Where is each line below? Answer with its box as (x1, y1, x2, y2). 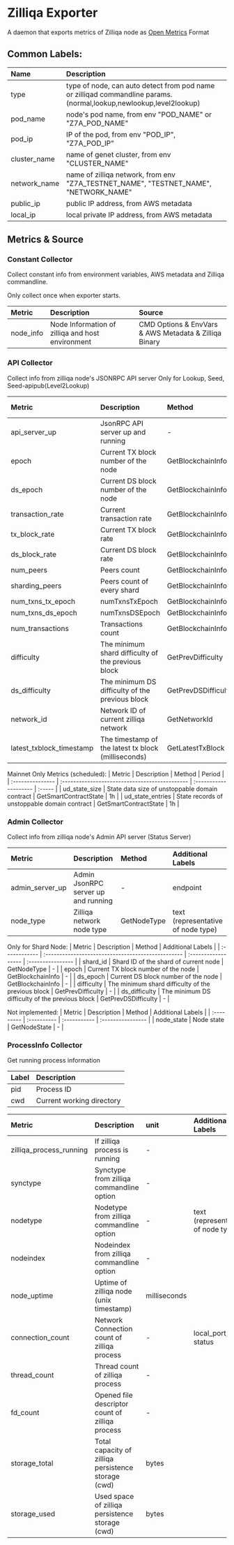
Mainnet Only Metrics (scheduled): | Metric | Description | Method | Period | (7, 769, 224, 778)
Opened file (94, 1391, 134, 1400)
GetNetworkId (166, 714, 213, 724)
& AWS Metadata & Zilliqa (139, 328, 221, 338)
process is (94, 1145, 129, 1155)
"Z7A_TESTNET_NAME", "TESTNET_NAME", (65, 178, 212, 188)
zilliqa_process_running (10, 1145, 88, 1155)
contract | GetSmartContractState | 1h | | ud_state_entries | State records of (7, 792, 223, 800)
